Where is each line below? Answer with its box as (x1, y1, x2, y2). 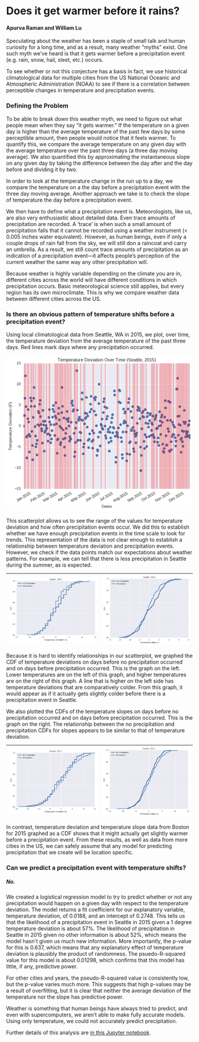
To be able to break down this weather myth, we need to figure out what (6, 115, 182, 123)
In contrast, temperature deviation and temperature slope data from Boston (6, 823, 190, 830)
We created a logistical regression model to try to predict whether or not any (6, 893, 192, 900)
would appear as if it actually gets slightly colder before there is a (6, 690, 166, 697)
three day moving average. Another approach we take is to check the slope (6, 190, 190, 197)
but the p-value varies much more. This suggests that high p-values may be (6, 980, 191, 988)
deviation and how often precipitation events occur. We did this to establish (6, 523, 190, 531)
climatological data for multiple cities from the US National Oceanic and (6, 74, 181, 81)
